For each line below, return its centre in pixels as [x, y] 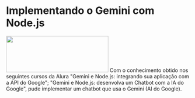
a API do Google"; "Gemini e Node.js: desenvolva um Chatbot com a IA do [95, 82]
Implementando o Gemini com [80, 11]
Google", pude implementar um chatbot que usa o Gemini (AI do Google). [94, 89]
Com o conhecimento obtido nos [149, 70]
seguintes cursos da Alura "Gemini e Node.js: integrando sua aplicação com [98, 76]
